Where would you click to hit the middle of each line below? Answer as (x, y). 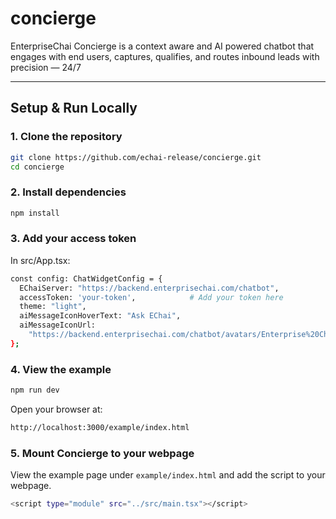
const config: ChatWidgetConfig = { (86, 278)
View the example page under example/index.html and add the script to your (168, 475)
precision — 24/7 (46, 67)
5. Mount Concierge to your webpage (102, 453)
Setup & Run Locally (74, 108)
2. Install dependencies (68, 192)
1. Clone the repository (66, 137)
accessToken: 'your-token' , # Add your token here (151, 297)
